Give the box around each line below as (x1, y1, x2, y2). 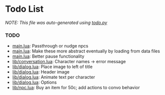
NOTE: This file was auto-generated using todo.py (5, 20, 107, 25)
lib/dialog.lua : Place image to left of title (12, 64, 93, 70)
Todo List (5, 3, 44, 15)
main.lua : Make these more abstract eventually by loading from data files (12, 48, 160, 54)
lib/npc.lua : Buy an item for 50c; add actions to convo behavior (12, 85, 140, 91)
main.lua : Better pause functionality (12, 53, 85, 59)
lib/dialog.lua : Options (12, 79, 57, 85)
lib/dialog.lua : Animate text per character (12, 74, 95, 80)
